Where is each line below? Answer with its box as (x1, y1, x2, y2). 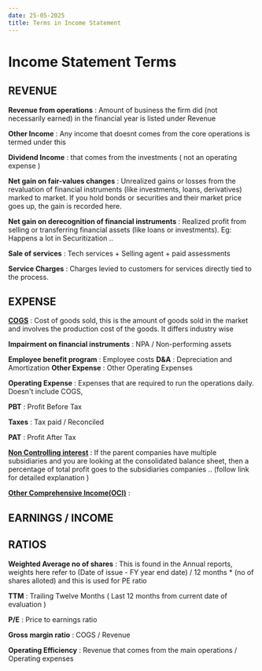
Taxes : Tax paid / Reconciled (8, 417, 105, 427)
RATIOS (8, 538, 47, 552)
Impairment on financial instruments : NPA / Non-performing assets (8, 340, 232, 349)
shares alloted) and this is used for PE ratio (8, 576, 147, 585)
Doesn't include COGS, (8, 387, 83, 397)
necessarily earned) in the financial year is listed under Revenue (8, 114, 216, 123)
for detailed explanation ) (8, 473, 90, 483)
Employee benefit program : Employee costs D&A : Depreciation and (8, 355, 233, 364)
